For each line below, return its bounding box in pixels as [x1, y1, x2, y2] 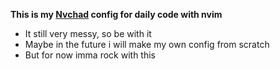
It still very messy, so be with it [24, 28, 152, 39]
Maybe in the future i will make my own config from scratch [24, 39, 270, 50]
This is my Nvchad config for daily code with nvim [10, 9, 223, 20]
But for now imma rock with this [24, 49, 156, 61]
